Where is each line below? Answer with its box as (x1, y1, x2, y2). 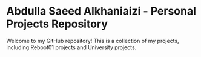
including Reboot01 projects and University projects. (6, 44, 137, 51)
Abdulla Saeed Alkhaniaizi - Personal (6, 4, 197, 18)
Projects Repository (6, 17, 108, 31)
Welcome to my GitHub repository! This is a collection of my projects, (6, 37, 180, 44)
